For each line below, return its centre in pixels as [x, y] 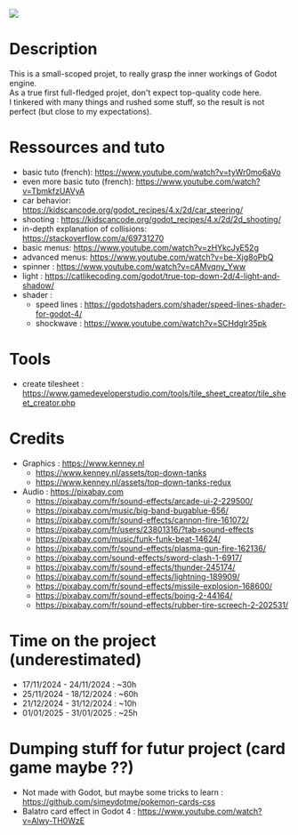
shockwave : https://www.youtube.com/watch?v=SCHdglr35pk [151, 323]
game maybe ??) [72, 767]
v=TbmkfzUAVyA [53, 190]
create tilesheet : [53, 383]
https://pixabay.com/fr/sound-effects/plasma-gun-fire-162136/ [151, 548]
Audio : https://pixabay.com [73, 491]
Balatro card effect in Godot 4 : [79, 811]
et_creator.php [48, 402]
